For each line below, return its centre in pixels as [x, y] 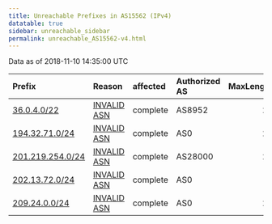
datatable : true [36, 23]
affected [149, 87]
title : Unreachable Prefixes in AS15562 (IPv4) [90, 16]
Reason [108, 87]
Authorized [198, 82]
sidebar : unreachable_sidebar [59, 31]
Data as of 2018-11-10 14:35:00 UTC [68, 61]
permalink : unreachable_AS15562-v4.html [78, 38]
